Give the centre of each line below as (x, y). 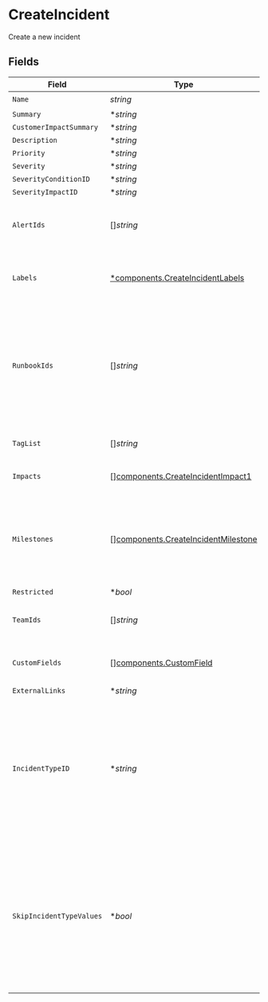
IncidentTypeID (41, 768)
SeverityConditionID (51, 179)
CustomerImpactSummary (55, 127)
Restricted (33, 592)
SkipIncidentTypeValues (57, 916)
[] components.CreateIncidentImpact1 (181, 476)
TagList (27, 443)
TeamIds (27, 619)
